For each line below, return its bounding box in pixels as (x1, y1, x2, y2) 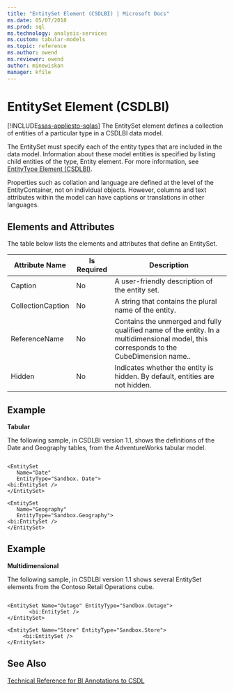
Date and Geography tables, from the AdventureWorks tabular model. (7, 444, 207, 452)
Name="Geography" (16, 506, 68, 513)
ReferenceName (10, 334, 64, 344)
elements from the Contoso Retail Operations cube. (7, 582, 155, 590)
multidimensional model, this (114, 334, 208, 344)
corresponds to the (114, 343, 178, 352)
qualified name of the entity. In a (114, 325, 221, 335)
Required (76, 265, 108, 274)
